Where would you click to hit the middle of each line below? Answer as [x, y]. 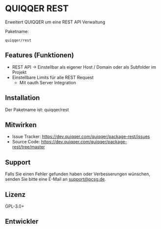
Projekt [19, 72]
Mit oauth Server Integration [48, 82]
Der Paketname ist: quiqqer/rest [37, 110]
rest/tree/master [29, 147]
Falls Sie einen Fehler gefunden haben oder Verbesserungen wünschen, [78, 174]
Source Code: [26, 142]
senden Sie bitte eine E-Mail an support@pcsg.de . [56, 179]
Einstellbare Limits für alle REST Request [53, 77]
